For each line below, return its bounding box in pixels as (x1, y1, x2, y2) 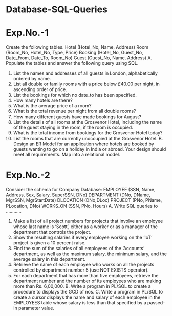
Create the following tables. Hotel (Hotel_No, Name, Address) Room (6, 44, 149, 50)
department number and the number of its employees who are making (13, 278, 162, 284)
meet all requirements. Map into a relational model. (13, 152, 120, 158)
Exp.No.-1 (6, 27, 49, 39)
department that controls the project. (13, 229, 92, 235)
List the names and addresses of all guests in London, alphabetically (13, 70, 158, 76)
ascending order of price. (13, 86, 67, 93)
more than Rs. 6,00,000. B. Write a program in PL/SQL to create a (13, 283, 151, 289)
